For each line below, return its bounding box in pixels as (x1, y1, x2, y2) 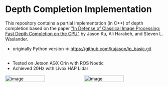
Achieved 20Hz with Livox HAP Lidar (12, 65, 89, 71)
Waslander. (5, 36, 29, 42)
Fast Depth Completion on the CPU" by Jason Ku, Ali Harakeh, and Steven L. (5, 30, 163, 36)
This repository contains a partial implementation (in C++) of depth (5, 20, 144, 26)
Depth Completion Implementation (5, 3, 152, 15)
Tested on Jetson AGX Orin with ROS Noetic (12, 60, 104, 66)
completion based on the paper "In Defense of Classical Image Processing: (5, 25, 160, 31)
